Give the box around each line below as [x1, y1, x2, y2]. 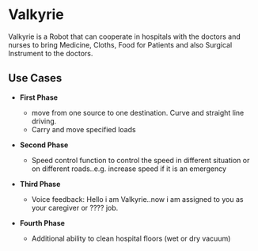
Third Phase [19, 179, 61, 188]
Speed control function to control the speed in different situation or [31, 155, 250, 165]
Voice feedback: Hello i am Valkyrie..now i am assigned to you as [31, 194, 244, 203]
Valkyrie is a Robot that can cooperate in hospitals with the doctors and [8, 32, 241, 41]
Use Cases [8, 71, 63, 85]
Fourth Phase [19, 218, 66, 227]
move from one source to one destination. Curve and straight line [31, 108, 245, 117]
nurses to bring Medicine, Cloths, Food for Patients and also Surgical [8, 40, 233, 49]
